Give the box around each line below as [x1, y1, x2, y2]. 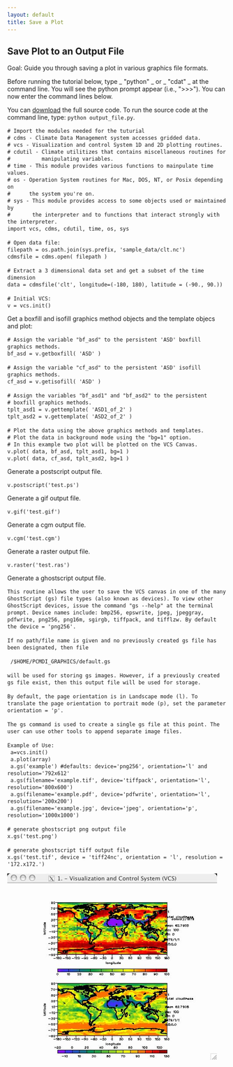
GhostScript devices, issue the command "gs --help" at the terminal [7, 602, 214, 609]
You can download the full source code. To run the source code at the [7, 106, 209, 115]
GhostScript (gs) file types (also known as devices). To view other [7, 595, 214, 602]
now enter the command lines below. [7, 92, 113, 101]
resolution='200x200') [7, 798, 73, 805]
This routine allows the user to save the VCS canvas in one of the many [7, 588, 227, 595]
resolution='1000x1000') [7, 812, 80, 819]
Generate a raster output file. [7, 547, 91, 556]
